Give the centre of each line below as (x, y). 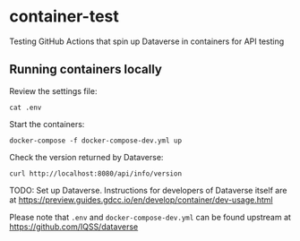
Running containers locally (86, 69)
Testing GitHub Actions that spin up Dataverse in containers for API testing (147, 41)
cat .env (26, 108)
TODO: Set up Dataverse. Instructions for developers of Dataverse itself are (148, 190)
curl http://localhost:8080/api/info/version (95, 173)
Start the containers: (47, 124)
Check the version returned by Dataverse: (86, 157)
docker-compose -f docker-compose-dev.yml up (95, 141)
